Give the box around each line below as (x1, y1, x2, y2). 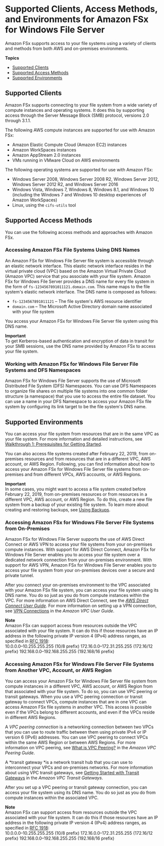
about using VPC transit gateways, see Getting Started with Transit (5, 769, 140, 775)
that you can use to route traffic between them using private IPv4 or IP (5, 729, 147, 735)
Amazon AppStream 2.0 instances (12, 152, 81, 158)
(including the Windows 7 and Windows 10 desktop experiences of (12, 191, 146, 197)
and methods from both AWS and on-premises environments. (5, 45, 129, 51)
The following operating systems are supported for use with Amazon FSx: (5, 167, 153, 172)
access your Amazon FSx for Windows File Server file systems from (5, 466, 142, 472)
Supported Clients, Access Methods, (5, 3, 158, 15)
